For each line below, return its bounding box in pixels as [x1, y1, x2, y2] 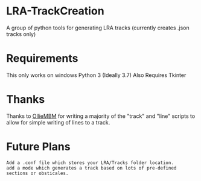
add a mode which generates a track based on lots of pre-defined [6, 165, 177, 171]
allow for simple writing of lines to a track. [6, 118, 110, 126]
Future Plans [6, 140, 71, 153]
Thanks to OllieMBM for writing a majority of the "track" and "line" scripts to [6, 112, 196, 120]
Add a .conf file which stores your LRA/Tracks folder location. [6, 159, 174, 166]
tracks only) [6, 30, 36, 37]
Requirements [6, 52, 78, 66]
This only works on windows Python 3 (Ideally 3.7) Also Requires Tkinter [6, 71, 187, 79]
